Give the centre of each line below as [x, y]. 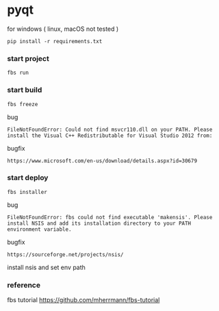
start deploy [28, 178]
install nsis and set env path [46, 267]
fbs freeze [23, 104]
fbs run [18, 73]
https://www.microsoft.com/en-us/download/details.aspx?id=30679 [102, 161]
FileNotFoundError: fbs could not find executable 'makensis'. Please [110, 217]
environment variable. [39, 229]
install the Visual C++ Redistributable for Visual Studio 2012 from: [110, 136]
